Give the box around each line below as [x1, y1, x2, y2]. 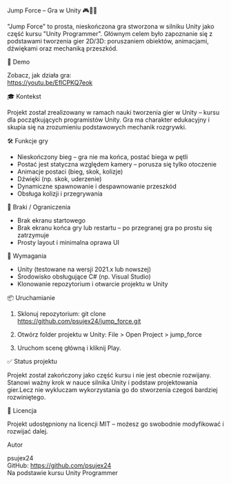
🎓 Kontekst [7, 93, 41, 100]
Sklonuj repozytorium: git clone [17, 310, 106, 317]
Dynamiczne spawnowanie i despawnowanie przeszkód [17, 183, 177, 190]
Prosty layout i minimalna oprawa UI [17, 239, 119, 246]
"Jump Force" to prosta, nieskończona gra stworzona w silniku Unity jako [7, 22, 215, 30]
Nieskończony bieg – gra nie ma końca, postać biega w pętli [17, 153, 188, 161]
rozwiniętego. [7, 393, 46, 401]
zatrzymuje [17, 231, 50, 239]
